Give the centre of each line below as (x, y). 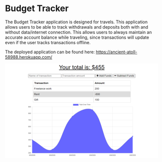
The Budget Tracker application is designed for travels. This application (76, 22)
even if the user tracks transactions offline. (48, 42)
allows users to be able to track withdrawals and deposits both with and (77, 27)
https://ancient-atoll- (116, 52)
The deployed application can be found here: (50, 52)
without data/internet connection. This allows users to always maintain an (78, 32)
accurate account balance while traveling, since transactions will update (77, 37)
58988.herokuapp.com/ (29, 57)
